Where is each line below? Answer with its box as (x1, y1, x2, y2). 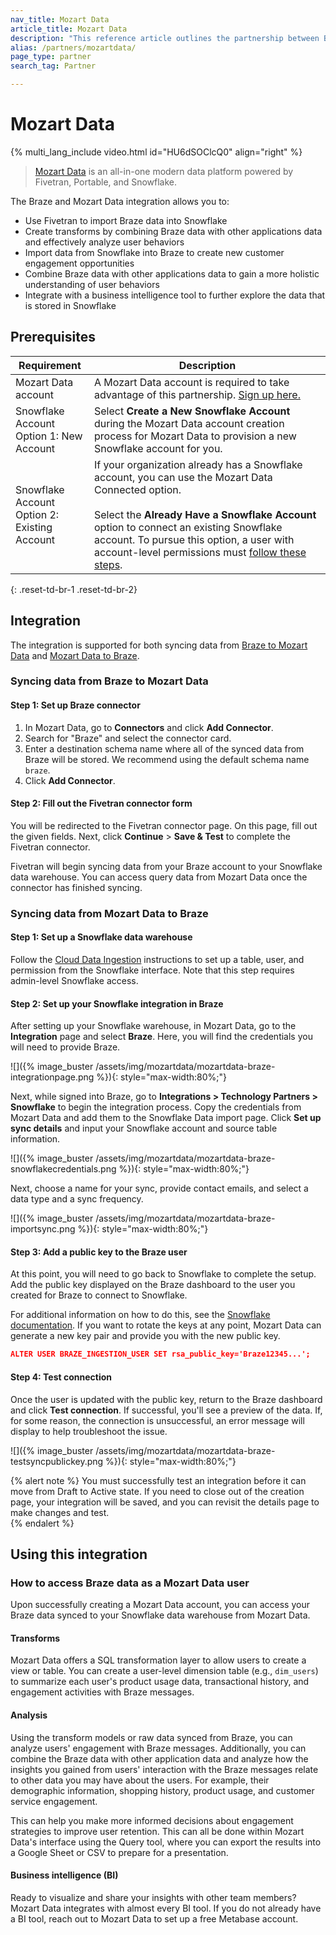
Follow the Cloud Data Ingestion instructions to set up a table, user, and (10, 954, 305, 966)
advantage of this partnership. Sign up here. (94, 387, 301, 401)
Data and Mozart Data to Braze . (10, 649, 140, 661)
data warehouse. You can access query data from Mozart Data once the (10, 871, 308, 883)
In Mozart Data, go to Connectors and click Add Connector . (24, 721, 274, 733)
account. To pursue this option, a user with (94, 532, 295, 546)
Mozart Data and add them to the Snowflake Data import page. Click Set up (10, 1112, 322, 1124)
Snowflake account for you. (94, 441, 223, 455)
